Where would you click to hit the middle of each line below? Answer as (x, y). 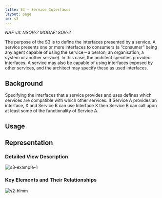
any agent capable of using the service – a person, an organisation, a (74, 52)
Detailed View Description (37, 156)
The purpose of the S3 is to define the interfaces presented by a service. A (81, 42)
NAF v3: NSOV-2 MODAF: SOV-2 (38, 33)
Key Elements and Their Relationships (51, 180)
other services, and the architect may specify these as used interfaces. (77, 68)
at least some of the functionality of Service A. (52, 111)
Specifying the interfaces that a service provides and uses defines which (79, 95)
